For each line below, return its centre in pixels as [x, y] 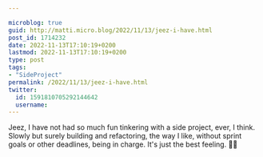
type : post [26, 60]
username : [32, 105]
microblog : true [35, 22]
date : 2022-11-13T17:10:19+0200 [62, 45]
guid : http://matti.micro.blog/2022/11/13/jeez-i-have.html [111, 30]
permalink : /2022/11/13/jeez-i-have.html [78, 82]
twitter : [23, 90]
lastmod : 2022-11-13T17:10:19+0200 [68, 53]
